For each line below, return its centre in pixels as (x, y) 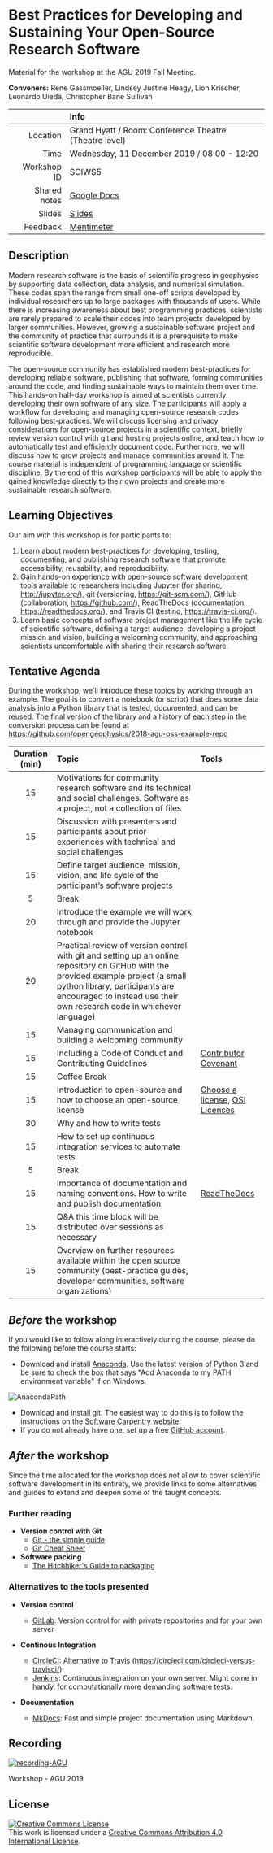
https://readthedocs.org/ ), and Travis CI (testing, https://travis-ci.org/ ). (139, 611)
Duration (31, 754)
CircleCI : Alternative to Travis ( (84, 1660)
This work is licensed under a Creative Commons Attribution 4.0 (116, 1833)
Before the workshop (63, 1320)
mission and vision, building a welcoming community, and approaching (139, 637)
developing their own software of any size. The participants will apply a (128, 403)
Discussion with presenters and (117, 821)
